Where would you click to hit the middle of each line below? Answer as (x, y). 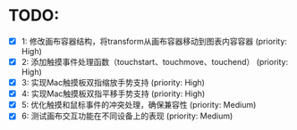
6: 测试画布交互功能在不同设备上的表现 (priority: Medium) (127, 116)
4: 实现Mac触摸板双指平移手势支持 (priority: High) (113, 93)
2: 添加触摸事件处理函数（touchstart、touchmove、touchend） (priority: (154, 62)
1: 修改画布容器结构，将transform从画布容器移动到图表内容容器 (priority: (154, 41)
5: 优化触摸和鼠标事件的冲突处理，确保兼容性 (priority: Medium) (139, 105)
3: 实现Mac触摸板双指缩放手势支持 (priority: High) (113, 83)
